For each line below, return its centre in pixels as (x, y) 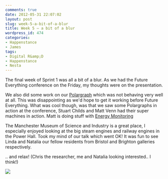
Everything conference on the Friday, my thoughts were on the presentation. (84, 85)
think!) (12, 162)
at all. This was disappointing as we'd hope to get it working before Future (82, 100)
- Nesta (13, 65)
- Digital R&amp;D (24, 56)
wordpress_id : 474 (24, 33)
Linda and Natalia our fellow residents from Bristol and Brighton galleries (80, 142)
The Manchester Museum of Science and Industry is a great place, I (75, 126)
